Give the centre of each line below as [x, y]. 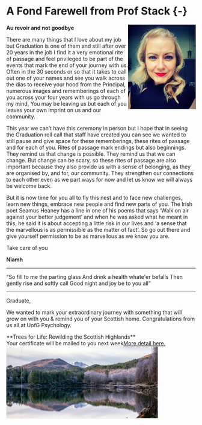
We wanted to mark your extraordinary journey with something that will [94, 312]
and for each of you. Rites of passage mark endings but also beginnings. [96, 147]
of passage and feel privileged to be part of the [65, 59]
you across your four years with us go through [64, 97]
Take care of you [27, 248]
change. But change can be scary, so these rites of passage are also [91, 160]
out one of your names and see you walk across [66, 78]
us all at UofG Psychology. [39, 325]
